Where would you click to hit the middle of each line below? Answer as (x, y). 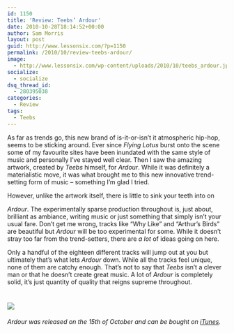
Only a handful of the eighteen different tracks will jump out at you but (108, 252)
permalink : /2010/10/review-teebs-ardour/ (70, 53)
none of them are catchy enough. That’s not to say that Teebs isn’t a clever (114, 267)
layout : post (26, 40)
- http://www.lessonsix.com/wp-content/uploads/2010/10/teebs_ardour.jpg (123, 66)
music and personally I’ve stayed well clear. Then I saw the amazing (104, 160)
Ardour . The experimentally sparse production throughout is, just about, (110, 209)
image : (17, 59)
